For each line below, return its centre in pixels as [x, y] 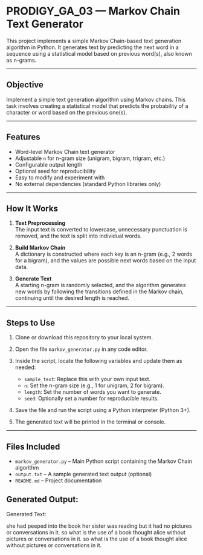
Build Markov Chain [40, 248]
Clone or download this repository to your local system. [84, 337]
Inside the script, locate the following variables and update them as [98, 361]
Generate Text [33, 279]
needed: [25, 367]
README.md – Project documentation [58, 480]
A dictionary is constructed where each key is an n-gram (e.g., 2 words [103, 254]
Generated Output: [42, 500]
